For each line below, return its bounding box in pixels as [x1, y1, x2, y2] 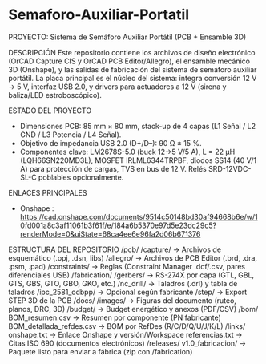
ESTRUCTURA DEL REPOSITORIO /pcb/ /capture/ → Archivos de [8, 245, 222, 254]
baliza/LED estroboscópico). [8, 90, 103, 99]
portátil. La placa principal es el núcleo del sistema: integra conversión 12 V [8, 73, 257, 83]
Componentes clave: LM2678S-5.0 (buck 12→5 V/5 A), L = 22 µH [19, 147, 236, 156]
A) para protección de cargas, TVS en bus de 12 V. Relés [19, 164, 207, 173]
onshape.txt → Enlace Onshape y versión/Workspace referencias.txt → [8, 330, 243, 339]
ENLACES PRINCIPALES [8, 188, 87, 197]
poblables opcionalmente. [38, 172, 124, 182]
